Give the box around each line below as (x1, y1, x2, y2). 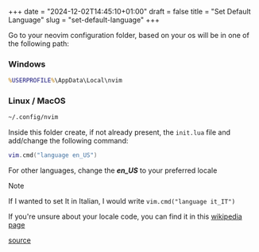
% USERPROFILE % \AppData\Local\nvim (8, 77, 123, 85)
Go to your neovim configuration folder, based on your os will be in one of (8, 31, 250, 40)
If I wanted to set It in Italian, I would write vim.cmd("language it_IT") (8, 197, 236, 206)
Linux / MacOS (8, 95, 66, 106)
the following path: (8, 39, 70, 48)
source (8, 235, 32, 245)
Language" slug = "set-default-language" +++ (8, 15, 160, 25)
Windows (8, 59, 46, 70)
